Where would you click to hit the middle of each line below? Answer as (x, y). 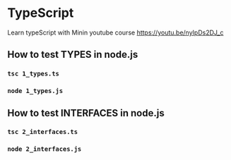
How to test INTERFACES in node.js (86, 113)
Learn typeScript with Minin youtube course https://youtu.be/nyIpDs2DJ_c (115, 32)
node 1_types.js (35, 91)
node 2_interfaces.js (45, 149)
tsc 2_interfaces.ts (43, 132)
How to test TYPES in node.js (73, 55)
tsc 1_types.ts (34, 74)
